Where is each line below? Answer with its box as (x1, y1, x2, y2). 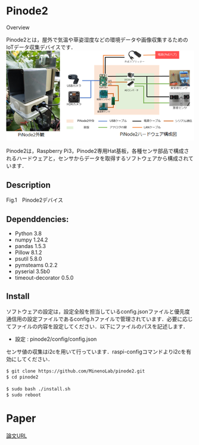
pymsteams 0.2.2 (14, 262, 58, 269)
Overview (6, 24, 30, 31)
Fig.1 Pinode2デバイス (6, 196, 64, 203)
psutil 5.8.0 (14, 255, 42, 262)
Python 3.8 (14, 230, 42, 237)
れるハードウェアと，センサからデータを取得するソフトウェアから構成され (6, 155, 189, 162)
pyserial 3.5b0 (14, 268, 51, 275)
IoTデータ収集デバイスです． (6, 43, 76, 51)
